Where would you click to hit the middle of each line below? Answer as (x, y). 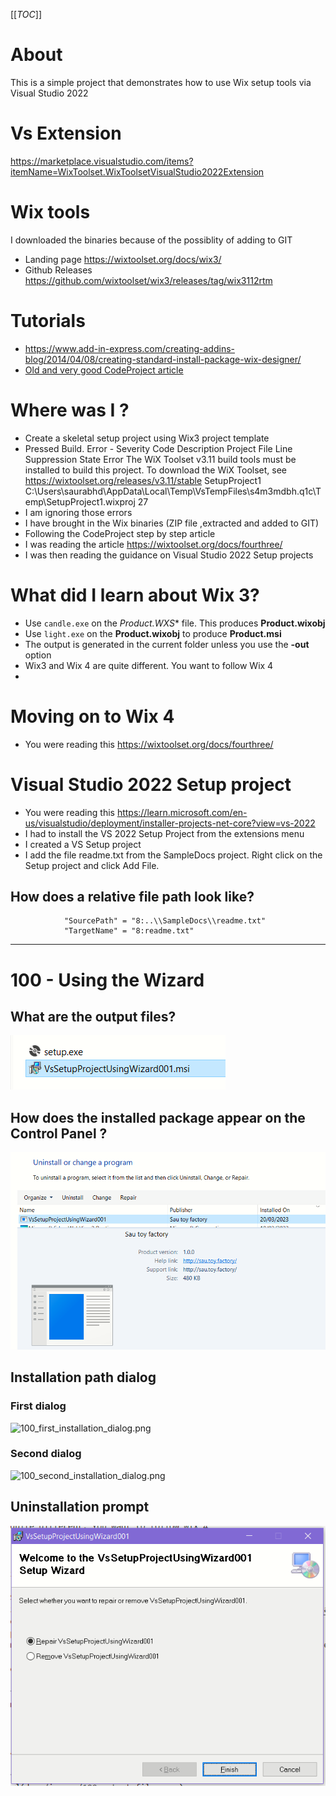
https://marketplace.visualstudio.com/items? (102, 161)
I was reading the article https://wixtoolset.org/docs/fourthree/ (153, 544)
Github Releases (58, 270)
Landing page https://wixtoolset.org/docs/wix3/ (123, 259)
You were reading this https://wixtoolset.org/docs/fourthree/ (149, 744)
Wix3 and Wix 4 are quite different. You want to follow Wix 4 (149, 665)
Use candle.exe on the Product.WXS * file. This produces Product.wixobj (175, 623)
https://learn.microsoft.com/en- (182, 812)
